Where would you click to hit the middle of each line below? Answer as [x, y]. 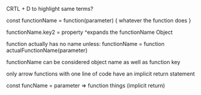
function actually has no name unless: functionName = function [85, 44]
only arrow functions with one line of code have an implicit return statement [100, 74]
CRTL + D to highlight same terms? [50, 9]
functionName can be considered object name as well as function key [93, 62]
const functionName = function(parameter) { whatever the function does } [99, 20]
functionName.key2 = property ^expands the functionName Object [90, 32]
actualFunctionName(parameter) [47, 50]
